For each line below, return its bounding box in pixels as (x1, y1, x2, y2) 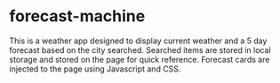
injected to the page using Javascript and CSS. (9, 64, 181, 74)
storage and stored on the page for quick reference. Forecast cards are (9, 54, 270, 64)
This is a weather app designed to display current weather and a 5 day (9, 35, 268, 46)
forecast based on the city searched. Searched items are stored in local (9, 44, 271, 55)
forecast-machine (9, 6, 146, 26)
